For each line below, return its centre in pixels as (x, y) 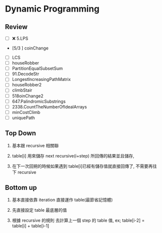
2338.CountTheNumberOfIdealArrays (49, 107)
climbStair (22, 90)
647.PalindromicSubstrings (39, 101)
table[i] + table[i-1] (30, 226)
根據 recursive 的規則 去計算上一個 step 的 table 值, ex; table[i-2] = (78, 220)
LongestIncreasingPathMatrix (41, 79)
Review (16, 27)
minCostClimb (26, 112)
